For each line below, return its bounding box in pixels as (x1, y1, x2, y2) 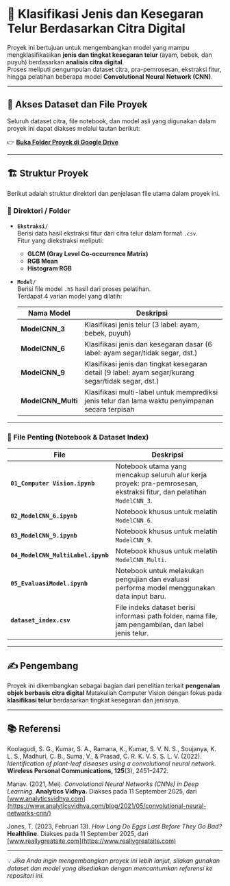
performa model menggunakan (115, 583, 216, 593)
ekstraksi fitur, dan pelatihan (115, 488, 207, 497)
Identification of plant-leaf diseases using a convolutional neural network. (7, 759, 217, 768)
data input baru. (115, 592, 166, 601)
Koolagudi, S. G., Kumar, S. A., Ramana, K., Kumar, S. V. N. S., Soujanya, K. (7, 744, 217, 752)
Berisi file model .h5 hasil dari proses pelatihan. (16, 284, 151, 293)
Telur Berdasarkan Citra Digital (7, 21, 186, 36)
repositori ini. (7, 871, 44, 879)
